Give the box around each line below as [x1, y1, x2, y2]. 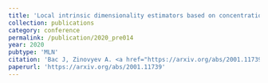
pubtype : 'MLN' [8, 48, 59, 56]
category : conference [8, 26, 81, 34]
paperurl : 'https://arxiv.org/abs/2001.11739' [8, 63, 166, 71]
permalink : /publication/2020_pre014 [8, 33, 134, 42]
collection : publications [8, 19, 94, 27]
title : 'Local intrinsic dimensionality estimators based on [8, 11, 216, 20]
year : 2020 [8, 41, 45, 49]
